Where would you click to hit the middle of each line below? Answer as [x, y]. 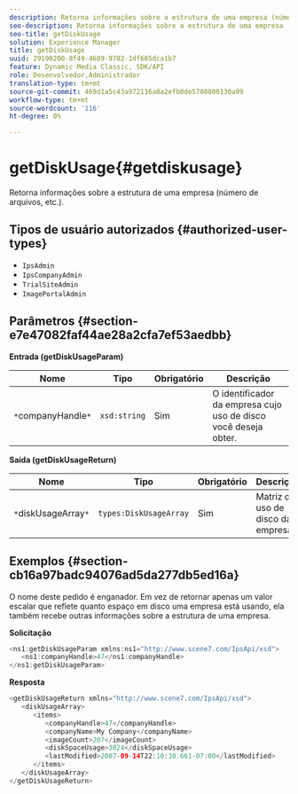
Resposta [27, 682]
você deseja [238, 427]
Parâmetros [42, 322]
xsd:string [123, 415]
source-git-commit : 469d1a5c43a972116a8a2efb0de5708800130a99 [126, 91]
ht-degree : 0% [35, 116]
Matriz [269, 496]
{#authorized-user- [232, 230]
